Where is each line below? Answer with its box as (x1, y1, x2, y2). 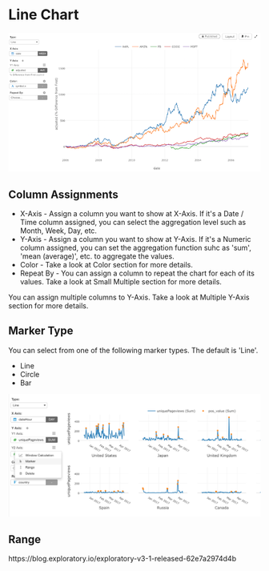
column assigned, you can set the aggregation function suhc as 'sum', (19, 243, 252, 252)
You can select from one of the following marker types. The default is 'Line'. (8, 345, 259, 355)
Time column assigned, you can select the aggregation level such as (19, 218, 247, 227)
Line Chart (8, 6, 79, 24)
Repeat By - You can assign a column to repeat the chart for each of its (19, 268, 255, 278)
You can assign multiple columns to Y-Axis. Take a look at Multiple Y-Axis (8, 292, 250, 302)
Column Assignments (8, 187, 118, 201)
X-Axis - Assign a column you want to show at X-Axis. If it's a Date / (19, 209, 244, 218)
